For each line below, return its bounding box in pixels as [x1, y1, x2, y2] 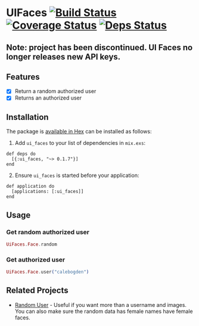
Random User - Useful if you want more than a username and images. [14, 301, 186, 308]
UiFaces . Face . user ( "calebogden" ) [6, 269, 89, 275]
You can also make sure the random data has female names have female [14, 308, 193, 315]
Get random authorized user [6, 228, 89, 236]
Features [6, 72, 40, 82]
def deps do [6, 151, 36, 157]
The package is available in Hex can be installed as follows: [6, 128, 152, 135]
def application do [6, 184, 55, 190]
